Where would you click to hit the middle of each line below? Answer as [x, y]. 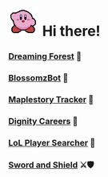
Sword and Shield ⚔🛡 [51, 165]
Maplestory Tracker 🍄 [51, 99]
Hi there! [72, 31]
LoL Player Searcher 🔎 [52, 142]
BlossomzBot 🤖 [38, 78]
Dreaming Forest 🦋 [45, 56]
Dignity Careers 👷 [43, 121]
